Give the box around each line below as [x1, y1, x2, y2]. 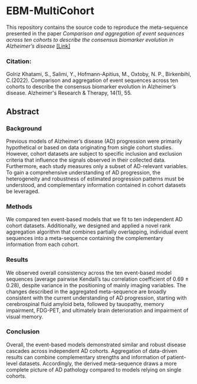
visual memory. [6, 313, 43, 320]
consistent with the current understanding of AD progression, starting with [6, 294, 187, 301]
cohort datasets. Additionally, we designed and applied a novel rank [6, 222, 171, 229]
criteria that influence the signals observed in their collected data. [6, 156, 166, 163]
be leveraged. [6, 188, 40, 195]
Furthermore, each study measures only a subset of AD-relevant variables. [6, 162, 188, 169]
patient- [167, 353, 186, 360]
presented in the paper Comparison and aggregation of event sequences [6, 29, 185, 37]
